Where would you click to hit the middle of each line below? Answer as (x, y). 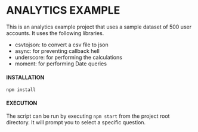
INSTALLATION (25, 77)
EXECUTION (22, 103)
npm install (21, 90)
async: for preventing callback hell (57, 51)
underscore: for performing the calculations (68, 57)
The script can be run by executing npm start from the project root (88, 116)
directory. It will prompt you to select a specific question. (76, 122)
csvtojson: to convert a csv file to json (61, 45)
